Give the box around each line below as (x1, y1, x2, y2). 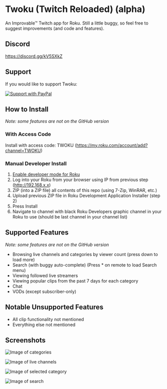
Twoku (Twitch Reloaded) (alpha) (5, 3, 146, 15)
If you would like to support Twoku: (5, 81, 77, 87)
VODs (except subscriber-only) (12, 288, 76, 294)
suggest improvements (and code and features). (5, 25, 105, 31)
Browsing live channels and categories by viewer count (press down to (12, 251, 158, 257)
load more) (12, 256, 35, 262)
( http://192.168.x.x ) (12, 181, 51, 188)
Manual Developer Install (5, 160, 67, 167)
